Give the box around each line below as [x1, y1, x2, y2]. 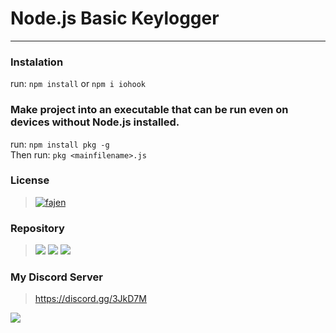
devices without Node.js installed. [10, 115, 180, 129]
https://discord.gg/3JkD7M [34, 293, 147, 305]
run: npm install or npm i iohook [10, 78, 146, 90]
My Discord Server [10, 270, 103, 284]
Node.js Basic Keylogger [10, 7, 220, 30]
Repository [10, 221, 65, 235]
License [10, 173, 50, 187]
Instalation [10, 55, 64, 69]
